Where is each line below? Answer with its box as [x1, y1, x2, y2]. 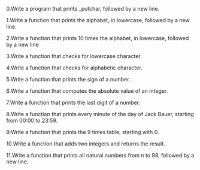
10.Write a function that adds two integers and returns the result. [6, 140, 166, 147]
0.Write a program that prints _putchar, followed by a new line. [6, 5, 160, 12]
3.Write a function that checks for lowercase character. [6, 53, 142, 59]
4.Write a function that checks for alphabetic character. [6, 64, 143, 71]
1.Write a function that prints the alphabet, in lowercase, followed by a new [6, 17, 190, 23]
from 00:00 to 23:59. [6, 117, 58, 124]
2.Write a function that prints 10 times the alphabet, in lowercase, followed [6, 35, 189, 41]
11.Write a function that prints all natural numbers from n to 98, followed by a [6, 152, 195, 159]
